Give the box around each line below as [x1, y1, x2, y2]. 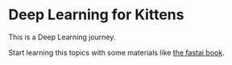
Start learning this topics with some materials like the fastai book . [8, 47, 225, 57]
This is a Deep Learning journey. [8, 32, 116, 42]
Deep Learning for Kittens [8, 6, 184, 24]
